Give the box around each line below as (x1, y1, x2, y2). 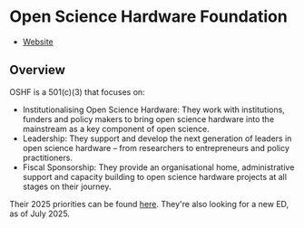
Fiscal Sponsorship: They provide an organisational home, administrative (22, 161, 295, 173)
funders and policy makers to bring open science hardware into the (22, 113, 275, 124)
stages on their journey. (22, 181, 112, 192)
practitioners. (22, 152, 73, 163)
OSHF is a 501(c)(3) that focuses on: (9, 86, 145, 97)
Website (22, 36, 54, 47)
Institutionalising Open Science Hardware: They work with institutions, (22, 104, 286, 115)
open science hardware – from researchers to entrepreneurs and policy (22, 142, 290, 153)
